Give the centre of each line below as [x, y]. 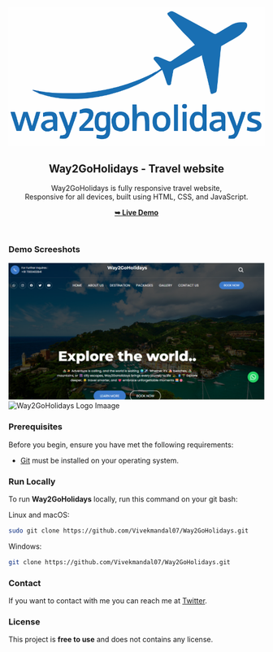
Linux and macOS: [39, 515]
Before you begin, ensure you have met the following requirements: [121, 445]
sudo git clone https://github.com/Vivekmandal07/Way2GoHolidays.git [129, 530]
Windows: [25, 546]
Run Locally [32, 481]
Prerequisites [35, 427]
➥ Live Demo [136, 213]
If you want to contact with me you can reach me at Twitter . [108, 600]
